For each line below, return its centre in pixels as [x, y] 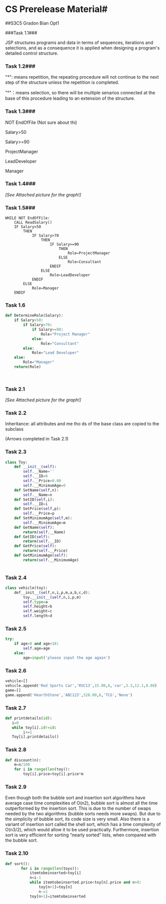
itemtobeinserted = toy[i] [55, 873]
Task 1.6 [15, 305]
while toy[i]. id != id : [34, 728]
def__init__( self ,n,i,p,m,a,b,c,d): [52, 592]
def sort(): [17, 864]
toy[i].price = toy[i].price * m [53, 774]
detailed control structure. [32, 53]
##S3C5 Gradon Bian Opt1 [32, 23]
